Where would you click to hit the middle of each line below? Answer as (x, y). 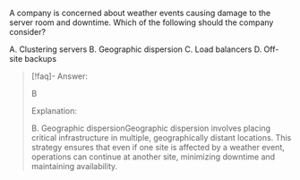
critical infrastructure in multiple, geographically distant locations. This (161, 137)
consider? (28, 32)
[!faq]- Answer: (59, 76)
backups (40, 59)
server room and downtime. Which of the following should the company (141, 22)
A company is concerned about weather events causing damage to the (140, 13)
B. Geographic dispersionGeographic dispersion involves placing (151, 128)
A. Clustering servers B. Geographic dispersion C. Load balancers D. (136, 49)
